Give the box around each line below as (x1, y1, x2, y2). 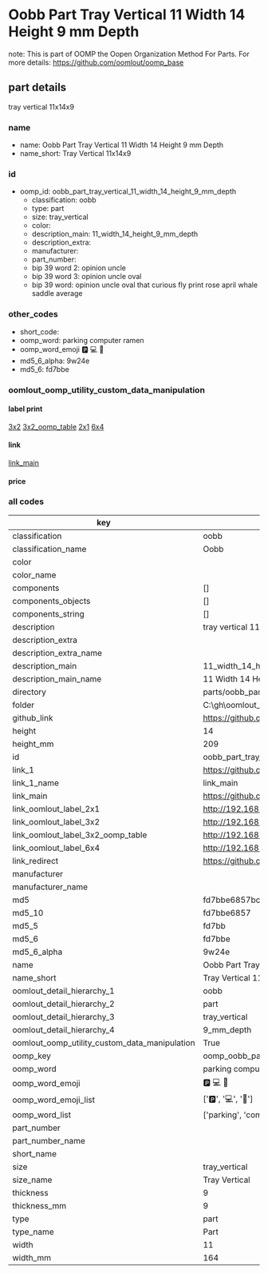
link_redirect (12, 855, 59, 866)
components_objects (12, 595, 91, 606)
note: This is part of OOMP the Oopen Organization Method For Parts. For (8, 49, 250, 58)
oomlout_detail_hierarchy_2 (12, 998, 115, 1009)
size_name (12, 1174, 53, 1185)
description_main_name (12, 673, 102, 685)
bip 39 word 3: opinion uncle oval (31, 272, 142, 282)
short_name (12, 1148, 57, 1159)
